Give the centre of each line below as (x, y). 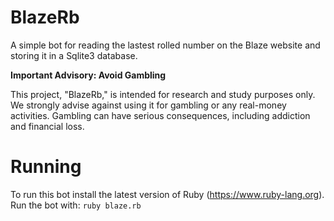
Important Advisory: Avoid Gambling (88, 75)
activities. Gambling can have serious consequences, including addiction (160, 115)
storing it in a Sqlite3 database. (74, 55)
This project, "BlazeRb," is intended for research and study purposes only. (163, 94)
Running (46, 167)
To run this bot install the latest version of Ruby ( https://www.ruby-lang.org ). (167, 194)
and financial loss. (47, 126)
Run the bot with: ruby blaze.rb (76, 205)
